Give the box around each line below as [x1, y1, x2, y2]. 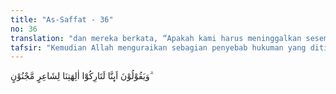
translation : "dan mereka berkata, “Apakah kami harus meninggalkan [10, 33, 302, 43]
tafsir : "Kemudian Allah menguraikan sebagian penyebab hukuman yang [10, 42, 307, 53]
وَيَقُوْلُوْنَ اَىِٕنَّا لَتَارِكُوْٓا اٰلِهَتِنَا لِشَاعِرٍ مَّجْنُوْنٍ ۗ [10, 70, 153, 82]
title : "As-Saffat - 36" [10, 14, 114, 25]
